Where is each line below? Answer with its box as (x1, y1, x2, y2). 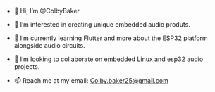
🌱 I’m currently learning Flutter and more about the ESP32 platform (13, 34, 208, 42)
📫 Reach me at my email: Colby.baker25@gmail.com (13, 77, 169, 84)
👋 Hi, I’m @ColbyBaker (13, 7, 80, 15)
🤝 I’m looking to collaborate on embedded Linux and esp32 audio (13, 55, 204, 63)
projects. (13, 63, 40, 70)
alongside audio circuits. (13, 41, 86, 49)
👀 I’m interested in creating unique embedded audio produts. (13, 20, 190, 28)
